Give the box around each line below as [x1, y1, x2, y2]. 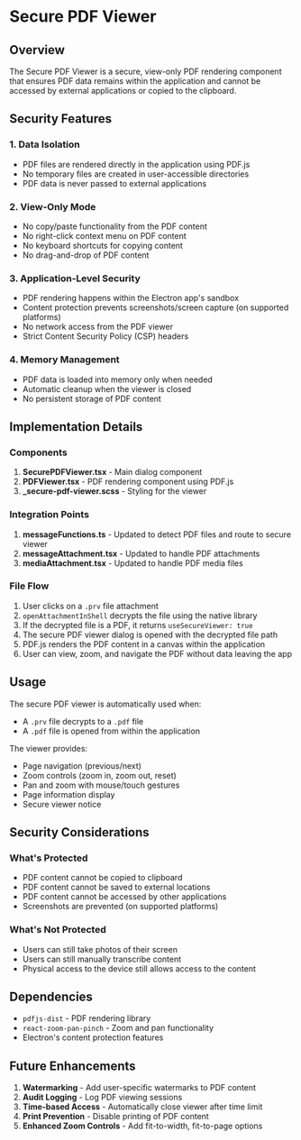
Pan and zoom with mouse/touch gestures [22, 780, 180, 790]
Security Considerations [9, 825, 150, 840]
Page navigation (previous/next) [22, 760, 142, 771]
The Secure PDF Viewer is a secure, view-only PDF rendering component [9, 66, 282, 77]
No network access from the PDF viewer [22, 322, 174, 333]
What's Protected [9, 852, 88, 864]
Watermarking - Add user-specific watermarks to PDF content [22, 1082, 257, 1093]
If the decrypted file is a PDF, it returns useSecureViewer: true [22, 619, 254, 630]
